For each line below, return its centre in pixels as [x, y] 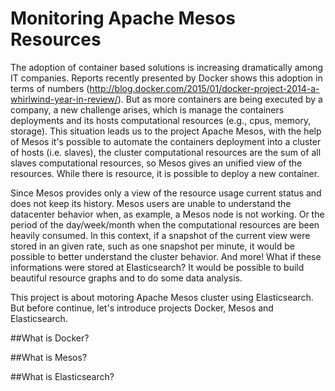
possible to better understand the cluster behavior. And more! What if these [166, 256]
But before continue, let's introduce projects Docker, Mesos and [142, 308]
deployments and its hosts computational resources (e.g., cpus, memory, [161, 120]
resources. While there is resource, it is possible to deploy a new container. [165, 173]
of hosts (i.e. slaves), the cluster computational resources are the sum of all [166, 152]
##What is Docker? [50, 338]
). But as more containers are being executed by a [220, 99]
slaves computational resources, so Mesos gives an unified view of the [156, 163]
